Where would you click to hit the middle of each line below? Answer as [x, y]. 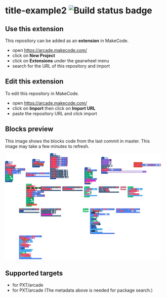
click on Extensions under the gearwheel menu [61, 61]
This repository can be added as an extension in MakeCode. [67, 41]
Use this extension [34, 29]
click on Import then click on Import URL [54, 108]
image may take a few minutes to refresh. [47, 146]
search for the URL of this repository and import [61, 66]
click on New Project [34, 55]
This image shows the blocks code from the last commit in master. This [78, 141]
